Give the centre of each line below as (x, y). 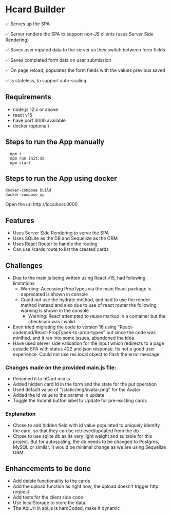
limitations (24, 283)
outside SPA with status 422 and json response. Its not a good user (84, 349)
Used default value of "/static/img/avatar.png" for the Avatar (77, 390)
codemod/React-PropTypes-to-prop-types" (59, 332)
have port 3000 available (39, 120)
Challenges (24, 265)
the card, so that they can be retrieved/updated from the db (76, 431)
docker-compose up (25, 195)
